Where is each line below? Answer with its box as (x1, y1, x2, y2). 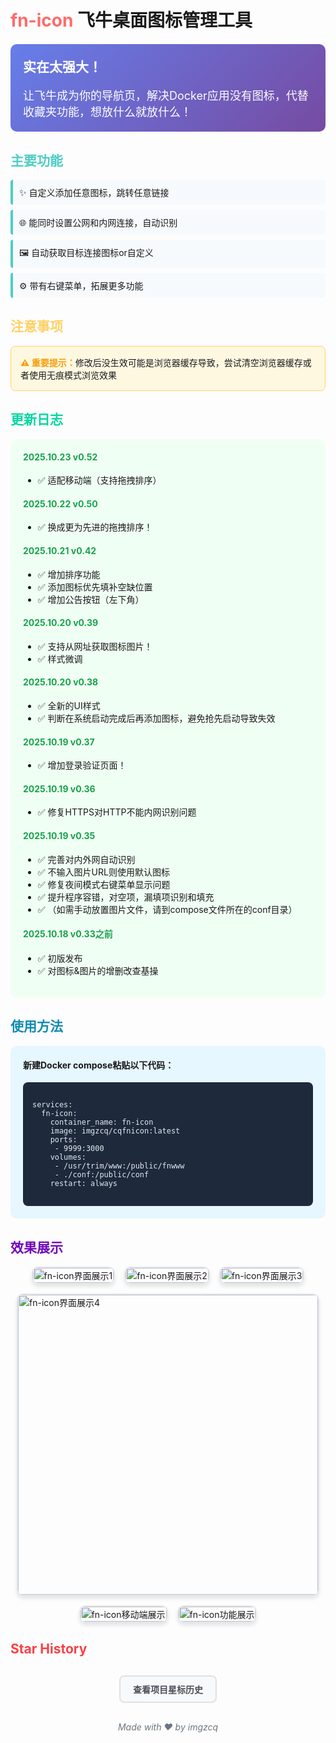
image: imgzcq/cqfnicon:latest (49, 1126, 181, 1136)
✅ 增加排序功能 (37, 568, 101, 580)
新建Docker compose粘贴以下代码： (23, 1059, 175, 1071)
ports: (49, 1135, 78, 1145)
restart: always (49, 1179, 118, 1189)
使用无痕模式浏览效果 (28, 369, 117, 381)
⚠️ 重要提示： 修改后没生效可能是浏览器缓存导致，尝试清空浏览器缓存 (20, 356, 303, 368)
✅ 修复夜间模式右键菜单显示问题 (37, 878, 171, 890)
